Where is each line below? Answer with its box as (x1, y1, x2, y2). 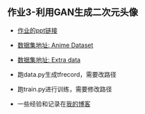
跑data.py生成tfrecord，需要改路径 (17, 70, 117, 78)
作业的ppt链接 (17, 26, 58, 35)
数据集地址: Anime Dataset (17, 41, 94, 49)
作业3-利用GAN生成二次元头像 (7, 6, 139, 19)
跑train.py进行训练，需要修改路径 (17, 85, 112, 93)
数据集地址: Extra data (17, 55, 81, 64)
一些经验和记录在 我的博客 (17, 99, 91, 108)
